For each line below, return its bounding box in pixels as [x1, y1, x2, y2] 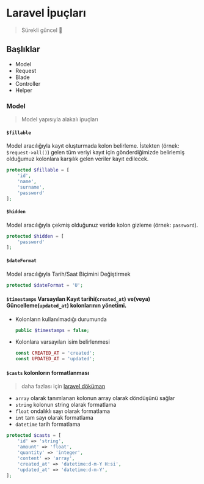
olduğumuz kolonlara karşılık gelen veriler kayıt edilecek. [6, 155, 149, 162]
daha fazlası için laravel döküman [21, 383, 106, 390]
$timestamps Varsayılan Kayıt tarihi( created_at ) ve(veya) [6, 295, 151, 303]
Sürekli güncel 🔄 [21, 26, 63, 34]
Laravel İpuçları [6, 6, 87, 20]
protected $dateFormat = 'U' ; [6, 282, 84, 288]
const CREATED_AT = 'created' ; [15, 350, 95, 357]
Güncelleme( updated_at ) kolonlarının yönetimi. [6, 302, 127, 309]
